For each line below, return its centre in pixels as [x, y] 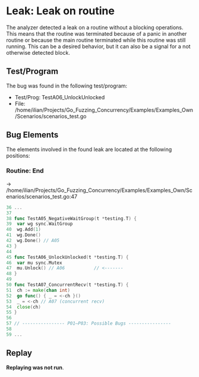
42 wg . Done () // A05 [33, 241]
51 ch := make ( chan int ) [38, 290]
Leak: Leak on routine [60, 11]
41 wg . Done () [24, 235]
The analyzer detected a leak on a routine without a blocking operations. [95, 27]
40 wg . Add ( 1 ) [24, 230]
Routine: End [25, 171]
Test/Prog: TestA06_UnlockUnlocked [60, 97]
